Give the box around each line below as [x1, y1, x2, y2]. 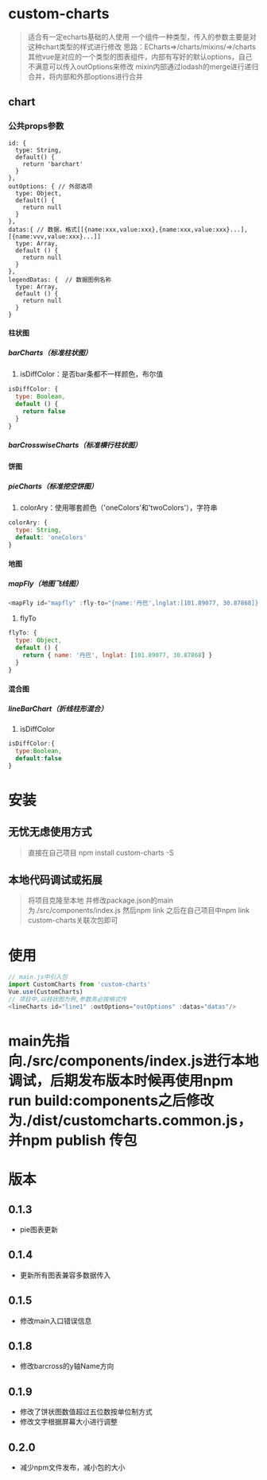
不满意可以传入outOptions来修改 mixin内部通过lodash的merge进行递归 [27, 61, 259, 71]
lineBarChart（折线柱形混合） [8, 704, 108, 713]
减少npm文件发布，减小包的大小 [19, 1463, 126, 1472]
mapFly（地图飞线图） [8, 579, 83, 589]
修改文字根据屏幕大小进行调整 [19, 1417, 118, 1427]
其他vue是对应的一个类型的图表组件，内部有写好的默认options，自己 [27, 52, 253, 61]
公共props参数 [8, 121, 64, 132]
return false [22, 407, 66, 415]
